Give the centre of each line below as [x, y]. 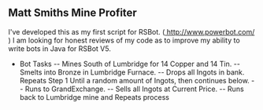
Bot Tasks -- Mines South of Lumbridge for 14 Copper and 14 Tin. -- [130, 64]
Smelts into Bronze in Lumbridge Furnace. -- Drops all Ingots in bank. [132, 72]
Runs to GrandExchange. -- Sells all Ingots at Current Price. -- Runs [134, 89]
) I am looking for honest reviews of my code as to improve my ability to [124, 40]
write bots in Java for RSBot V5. [60, 48]
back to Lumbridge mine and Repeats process [94, 97]
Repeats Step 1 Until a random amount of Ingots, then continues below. [134, 80]
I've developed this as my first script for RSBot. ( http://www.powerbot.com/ [131, 31]
